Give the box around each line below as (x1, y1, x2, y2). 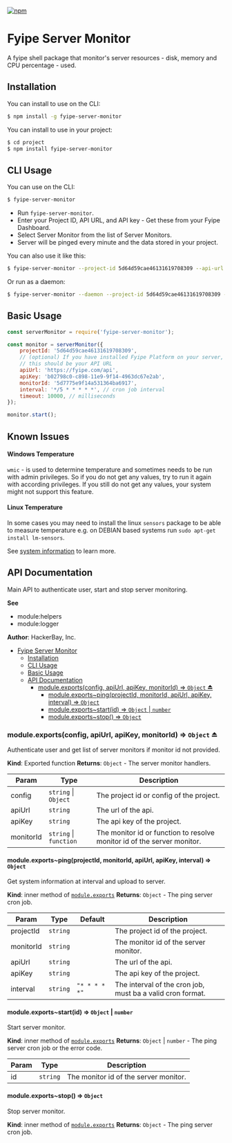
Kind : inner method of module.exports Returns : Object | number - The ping (7, 1036, 217, 1045)
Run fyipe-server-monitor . (17, 209, 95, 218)
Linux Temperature (7, 503, 64, 512)
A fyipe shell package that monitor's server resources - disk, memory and (7, 53, 217, 62)
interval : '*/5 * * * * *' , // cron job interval (19, 386, 166, 393)
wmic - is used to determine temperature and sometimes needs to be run (7, 465, 213, 474)
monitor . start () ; (7, 411, 57, 418)
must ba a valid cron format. (115, 989, 206, 998)
